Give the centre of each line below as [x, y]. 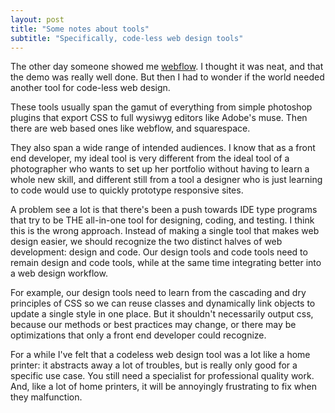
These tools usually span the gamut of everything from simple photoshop [161, 107]
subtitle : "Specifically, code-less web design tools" [127, 38]
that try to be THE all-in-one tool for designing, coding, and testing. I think [162, 220]
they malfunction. [46, 397]
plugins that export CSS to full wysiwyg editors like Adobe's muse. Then [159, 118]
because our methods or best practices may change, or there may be [153, 325]
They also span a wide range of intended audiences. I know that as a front [163, 148]
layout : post [37, 19]
